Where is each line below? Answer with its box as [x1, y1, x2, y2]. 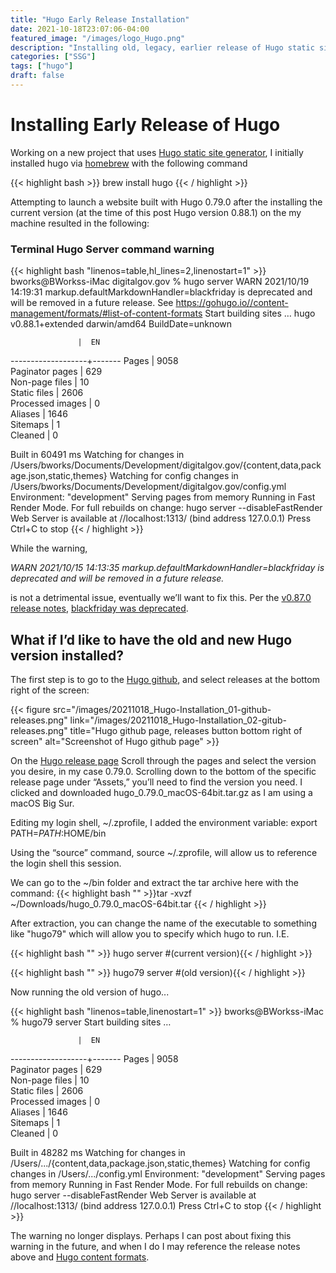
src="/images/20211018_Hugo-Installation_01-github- [52, 703, 272, 715]
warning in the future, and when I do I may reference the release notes [10, 1240, 301, 1252]
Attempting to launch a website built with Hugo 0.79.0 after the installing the [10, 196, 323, 208]
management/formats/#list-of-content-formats [10, 307, 203, 320]
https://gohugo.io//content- [175, 297, 289, 309]
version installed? [10, 647, 125, 664]
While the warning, [10, 542, 88, 555]
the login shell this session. [10, 857, 122, 869]
